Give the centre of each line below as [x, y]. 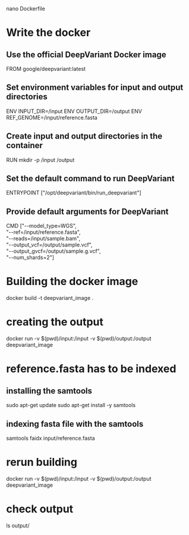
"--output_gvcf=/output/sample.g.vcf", [53, 251]
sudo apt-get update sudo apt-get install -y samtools [71, 405]
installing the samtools [49, 391]
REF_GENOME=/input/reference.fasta [52, 117]
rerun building [42, 462]
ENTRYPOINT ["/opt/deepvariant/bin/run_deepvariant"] [74, 193]
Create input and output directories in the [84, 136]
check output [40, 509]
